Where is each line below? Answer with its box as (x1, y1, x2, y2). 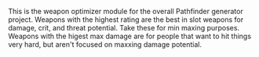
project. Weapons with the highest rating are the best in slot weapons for (8, 15, 244, 24)
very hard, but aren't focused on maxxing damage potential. (8, 40, 202, 49)
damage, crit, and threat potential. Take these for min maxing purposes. (8, 23, 240, 32)
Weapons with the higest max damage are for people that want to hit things (8, 31, 252, 41)
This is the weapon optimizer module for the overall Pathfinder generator (8, 7, 243, 16)
